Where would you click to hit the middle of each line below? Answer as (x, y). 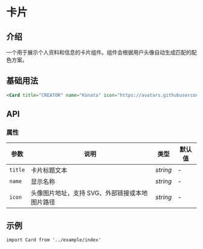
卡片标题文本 (49, 170)
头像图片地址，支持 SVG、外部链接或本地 (89, 193)
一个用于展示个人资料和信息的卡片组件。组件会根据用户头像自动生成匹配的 (99, 52)
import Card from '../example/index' (54, 240)
